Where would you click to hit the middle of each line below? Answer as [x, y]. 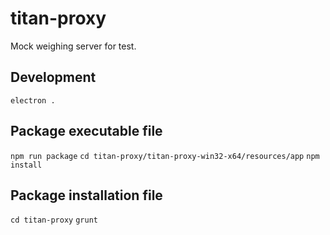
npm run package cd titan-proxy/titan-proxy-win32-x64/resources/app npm [165, 156]
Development [53, 77]
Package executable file [86, 131]
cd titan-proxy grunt [54, 220]
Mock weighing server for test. [73, 46]
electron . [33, 100]
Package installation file [86, 195]
